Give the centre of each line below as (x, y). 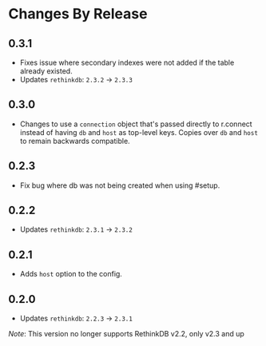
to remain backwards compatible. (75, 141)
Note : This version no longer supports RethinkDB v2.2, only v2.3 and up (127, 334)
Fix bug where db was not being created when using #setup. (120, 185)
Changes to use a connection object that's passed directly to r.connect (136, 124)
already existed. (46, 71)
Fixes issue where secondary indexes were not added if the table (127, 62)
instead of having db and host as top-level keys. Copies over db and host (139, 132)
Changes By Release (78, 14)
